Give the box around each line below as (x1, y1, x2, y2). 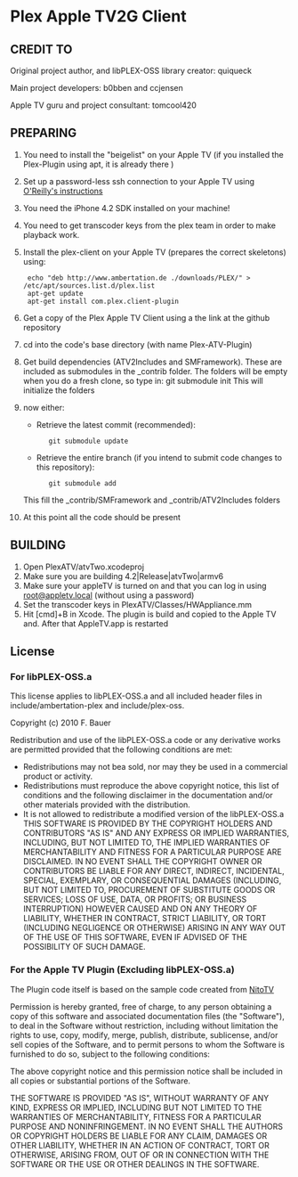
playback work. (22, 229, 80, 240)
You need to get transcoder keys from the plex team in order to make (22, 220, 277, 231)
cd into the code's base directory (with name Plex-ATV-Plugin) (22, 339, 253, 349)
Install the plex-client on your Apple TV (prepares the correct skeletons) (22, 247, 287, 257)
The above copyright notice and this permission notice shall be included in (10, 1066, 283, 1076)
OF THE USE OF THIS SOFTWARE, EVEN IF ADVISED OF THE (22, 932, 248, 943)
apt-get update (27, 289, 84, 298)
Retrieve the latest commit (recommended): (36, 419, 197, 429)
